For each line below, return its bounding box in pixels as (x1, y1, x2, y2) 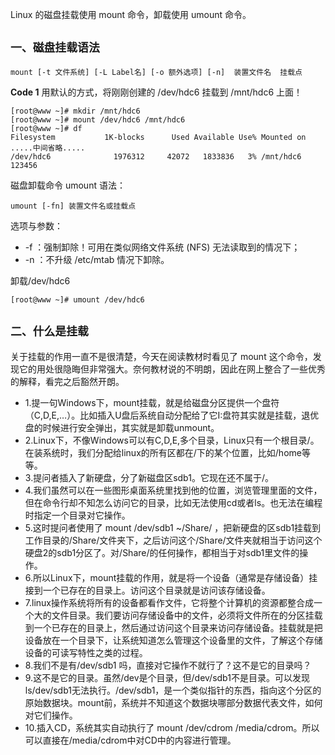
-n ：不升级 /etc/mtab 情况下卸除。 (24, 253, 170, 265)
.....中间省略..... (10, 143, 86, 153)
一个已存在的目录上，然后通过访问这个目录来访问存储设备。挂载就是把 (33, 621, 323, 633)
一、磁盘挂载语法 (10, 41, 100, 55)
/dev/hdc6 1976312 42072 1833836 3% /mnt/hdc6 (10, 151, 302, 162)
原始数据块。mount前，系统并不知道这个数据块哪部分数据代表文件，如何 (24, 696, 323, 708)
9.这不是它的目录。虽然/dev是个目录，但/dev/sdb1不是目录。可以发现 (24, 671, 310, 683)
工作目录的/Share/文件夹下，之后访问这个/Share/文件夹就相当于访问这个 (24, 534, 323, 546)
